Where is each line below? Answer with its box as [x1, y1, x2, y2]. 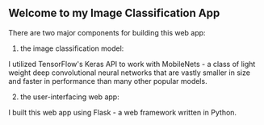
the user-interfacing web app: [19, 92, 119, 102]
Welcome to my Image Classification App [8, 6, 220, 20]
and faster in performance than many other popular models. [8, 76, 207, 85]
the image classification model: [19, 44, 124, 53]
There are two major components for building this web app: [8, 27, 206, 37]
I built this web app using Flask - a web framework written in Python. [8, 107, 237, 117]
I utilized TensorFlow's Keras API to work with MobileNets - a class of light [8, 59, 256, 69]
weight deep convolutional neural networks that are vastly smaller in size [8, 68, 250, 77]
